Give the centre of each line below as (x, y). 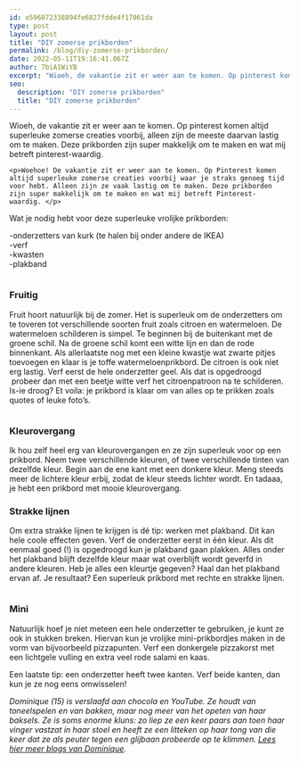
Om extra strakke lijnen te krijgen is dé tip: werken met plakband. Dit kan (142, 531)
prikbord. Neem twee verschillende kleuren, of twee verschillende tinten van (149, 460)
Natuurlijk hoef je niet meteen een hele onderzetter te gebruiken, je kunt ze (147, 628)
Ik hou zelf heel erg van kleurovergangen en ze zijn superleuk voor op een (145, 450)
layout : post (33, 34)
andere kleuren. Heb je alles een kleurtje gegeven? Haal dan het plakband (145, 568)
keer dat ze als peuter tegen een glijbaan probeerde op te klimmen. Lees (142, 739)
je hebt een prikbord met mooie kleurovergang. (96, 488)
